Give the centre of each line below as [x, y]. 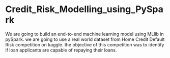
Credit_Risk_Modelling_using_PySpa [84, 9]
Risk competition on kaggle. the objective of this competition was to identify [85, 44]
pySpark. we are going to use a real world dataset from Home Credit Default [85, 39]
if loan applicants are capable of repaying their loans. [61, 50]
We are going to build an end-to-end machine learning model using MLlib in [84, 34]
